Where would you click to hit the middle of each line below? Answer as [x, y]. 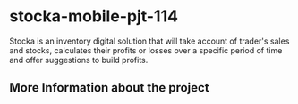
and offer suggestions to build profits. [79, 60]
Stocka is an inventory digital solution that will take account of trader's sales [149, 41]
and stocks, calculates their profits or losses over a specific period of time [146, 50]
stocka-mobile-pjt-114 [94, 16]
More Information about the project [109, 88]
